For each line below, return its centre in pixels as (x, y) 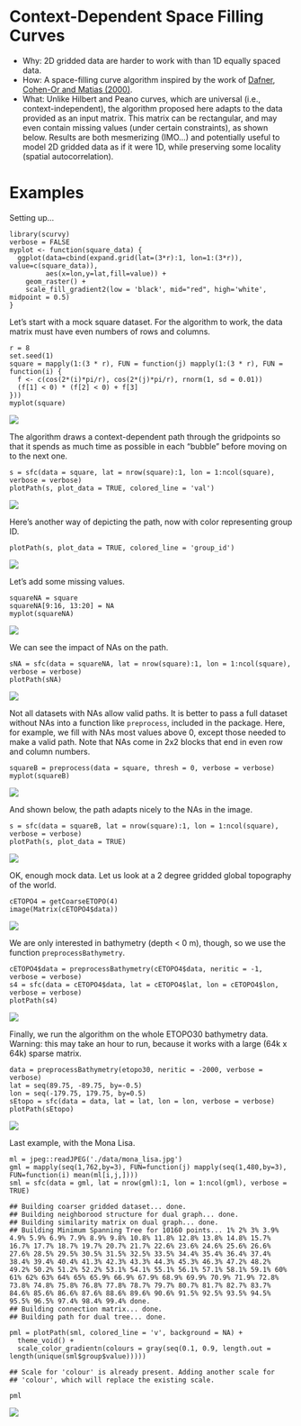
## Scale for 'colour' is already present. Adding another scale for (142, 1372)
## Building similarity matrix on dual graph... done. (114, 1222)
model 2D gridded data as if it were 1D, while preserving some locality (151, 147)
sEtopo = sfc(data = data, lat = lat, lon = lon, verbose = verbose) (142, 1101)
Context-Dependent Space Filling (137, 17)
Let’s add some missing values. (67, 581)
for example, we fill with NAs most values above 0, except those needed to (147, 732)
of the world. (33, 885)
